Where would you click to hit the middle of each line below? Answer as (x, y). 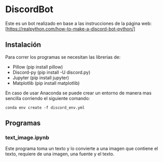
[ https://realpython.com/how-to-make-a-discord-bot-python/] (70, 28)
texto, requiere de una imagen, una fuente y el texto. (60, 154)
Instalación (23, 45)
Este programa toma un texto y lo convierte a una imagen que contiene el (82, 149)
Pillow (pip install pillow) (38, 67)
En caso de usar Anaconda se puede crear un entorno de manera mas (78, 93)
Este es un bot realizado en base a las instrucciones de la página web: (78, 23)
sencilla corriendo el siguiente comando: (48, 98)
